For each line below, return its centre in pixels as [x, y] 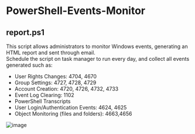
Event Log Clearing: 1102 [44, 95]
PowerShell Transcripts [42, 101]
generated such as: [29, 65]
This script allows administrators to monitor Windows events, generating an [97, 46]
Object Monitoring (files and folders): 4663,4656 [73, 114]
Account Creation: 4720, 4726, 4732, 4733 [66, 89]
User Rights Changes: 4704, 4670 [56, 76]
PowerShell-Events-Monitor [76, 11]
